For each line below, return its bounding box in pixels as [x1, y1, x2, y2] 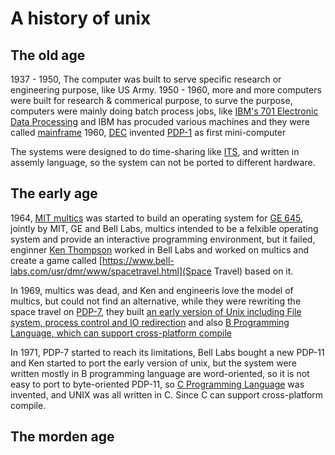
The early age [10, 185, 98, 202]
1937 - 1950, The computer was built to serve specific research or [10, 73, 282, 85]
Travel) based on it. [213, 265, 294, 277]
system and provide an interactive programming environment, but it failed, [10, 233, 316, 245]
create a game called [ [10, 254, 103, 266]
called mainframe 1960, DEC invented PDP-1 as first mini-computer [10, 127, 287, 138]
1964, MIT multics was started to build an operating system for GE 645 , [10, 212, 303, 224]
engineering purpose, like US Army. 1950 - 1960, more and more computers [10, 84, 322, 96]
